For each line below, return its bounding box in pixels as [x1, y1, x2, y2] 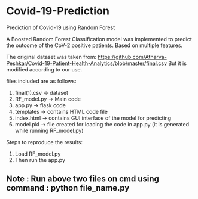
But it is [168, 60, 187, 67]
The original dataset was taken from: [6, 53, 97, 60]
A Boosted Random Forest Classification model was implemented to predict [6, 35, 193, 42]
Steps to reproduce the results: [6, 138, 83, 145]
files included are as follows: [6, 77, 77, 85]
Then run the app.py [14, 156, 66, 163]
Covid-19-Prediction [6, 4, 109, 18]
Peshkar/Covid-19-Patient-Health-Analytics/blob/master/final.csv [6, 60, 167, 67]
